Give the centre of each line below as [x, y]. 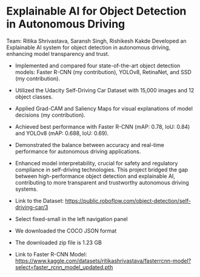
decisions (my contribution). [50, 115]
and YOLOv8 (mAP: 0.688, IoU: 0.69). [62, 133]
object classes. [34, 97]
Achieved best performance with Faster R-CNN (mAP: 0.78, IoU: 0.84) [102, 126]
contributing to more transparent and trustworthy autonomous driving [102, 182]
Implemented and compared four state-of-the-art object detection [98, 66]
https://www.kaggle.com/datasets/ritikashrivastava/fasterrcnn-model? [103, 261]
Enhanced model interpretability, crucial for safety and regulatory [96, 163]
